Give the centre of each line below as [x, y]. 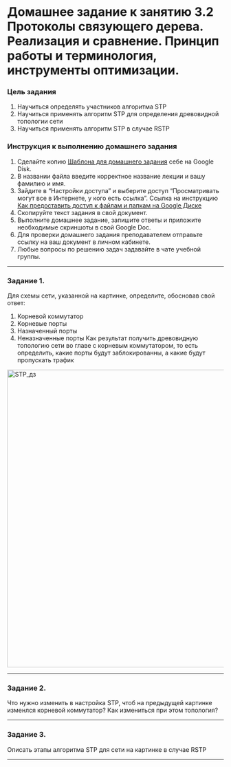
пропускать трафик [45, 360]
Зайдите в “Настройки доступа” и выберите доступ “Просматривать [118, 190]
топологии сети [40, 122]
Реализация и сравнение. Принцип [113, 41]
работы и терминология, [82, 56]
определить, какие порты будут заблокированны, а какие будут [111, 353]
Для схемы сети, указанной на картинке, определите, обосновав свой [111, 296]
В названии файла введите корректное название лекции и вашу [111, 176]
